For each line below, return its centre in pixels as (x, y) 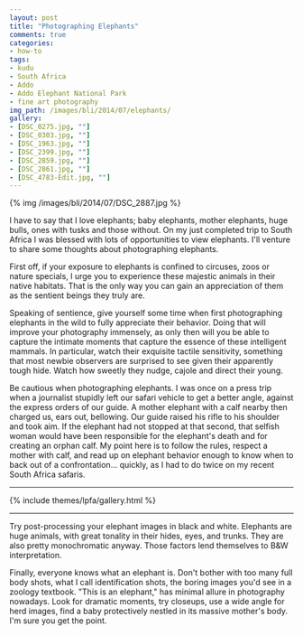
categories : (32, 43)
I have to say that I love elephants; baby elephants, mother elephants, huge (149, 220)
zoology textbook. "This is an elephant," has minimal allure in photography (147, 592)
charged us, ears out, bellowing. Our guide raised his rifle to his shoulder (145, 417)
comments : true (38, 34)
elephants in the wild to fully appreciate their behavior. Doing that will (138, 322)
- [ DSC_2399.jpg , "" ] (50, 152)
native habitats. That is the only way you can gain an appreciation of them (147, 286)
